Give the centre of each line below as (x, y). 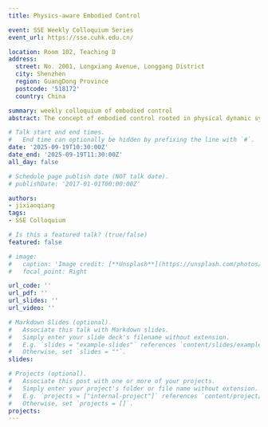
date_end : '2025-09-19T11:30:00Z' (66, 155)
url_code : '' (30, 286)
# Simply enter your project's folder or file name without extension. (134, 388)
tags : (17, 213)
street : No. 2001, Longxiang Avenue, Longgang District (110, 67)
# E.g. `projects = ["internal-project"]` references (103, 396)
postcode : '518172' (48, 88)
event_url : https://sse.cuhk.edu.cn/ (71, 37)
